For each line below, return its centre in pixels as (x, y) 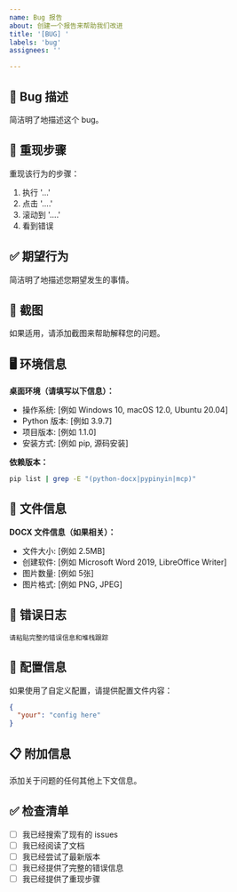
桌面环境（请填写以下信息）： (62, 391)
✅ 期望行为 (39, 257)
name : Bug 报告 (36, 17)
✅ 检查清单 (39, 812)
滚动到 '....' (41, 214)
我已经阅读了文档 (53, 845)
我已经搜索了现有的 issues (70, 834)
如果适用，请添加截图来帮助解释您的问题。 (87, 333)
